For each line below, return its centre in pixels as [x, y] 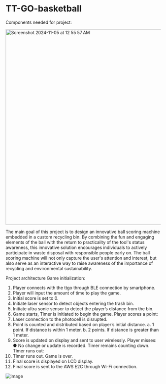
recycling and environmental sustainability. [49, 268]
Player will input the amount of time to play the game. [67, 293]
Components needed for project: [39, 22]
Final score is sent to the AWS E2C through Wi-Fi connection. [75, 366]
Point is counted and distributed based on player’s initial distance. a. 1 [83, 324]
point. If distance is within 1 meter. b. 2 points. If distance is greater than [86, 330]
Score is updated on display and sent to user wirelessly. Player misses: [84, 340]
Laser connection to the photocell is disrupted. [60, 319]
